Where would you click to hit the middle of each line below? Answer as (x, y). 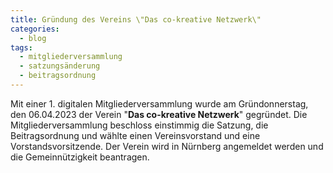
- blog (33, 38)
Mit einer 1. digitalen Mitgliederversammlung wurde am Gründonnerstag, (159, 103)
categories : (35, 29)
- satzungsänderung (60, 66)
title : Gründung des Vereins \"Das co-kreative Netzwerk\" (136, 19)
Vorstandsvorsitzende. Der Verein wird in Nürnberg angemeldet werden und (167, 146)
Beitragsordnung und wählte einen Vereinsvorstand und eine (135, 135)
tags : (21, 47)
